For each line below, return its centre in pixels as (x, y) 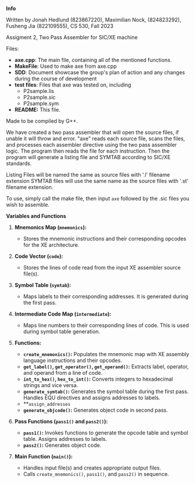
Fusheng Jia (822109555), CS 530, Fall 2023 (60, 26)
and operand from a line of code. (63, 373)
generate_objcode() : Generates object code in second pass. (95, 410)
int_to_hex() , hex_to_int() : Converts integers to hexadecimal (98, 379)
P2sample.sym (41, 103)
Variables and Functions (36, 216)
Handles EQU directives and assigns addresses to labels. (92, 398)
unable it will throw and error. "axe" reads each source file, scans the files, (95, 139)
